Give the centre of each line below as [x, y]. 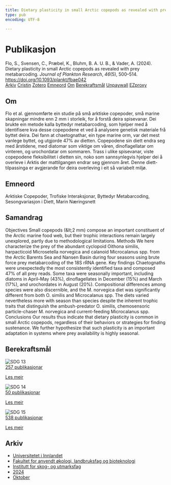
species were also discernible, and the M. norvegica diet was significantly [83, 290]
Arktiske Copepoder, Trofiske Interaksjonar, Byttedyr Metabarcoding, [78, 196]
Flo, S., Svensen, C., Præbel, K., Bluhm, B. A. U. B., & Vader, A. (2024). [79, 63]
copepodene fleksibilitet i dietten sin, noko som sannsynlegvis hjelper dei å [84, 157]
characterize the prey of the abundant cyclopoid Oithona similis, [73, 246]
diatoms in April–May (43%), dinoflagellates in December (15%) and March [83, 279]
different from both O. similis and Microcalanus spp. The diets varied [77, 295]
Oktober [21, 477]
